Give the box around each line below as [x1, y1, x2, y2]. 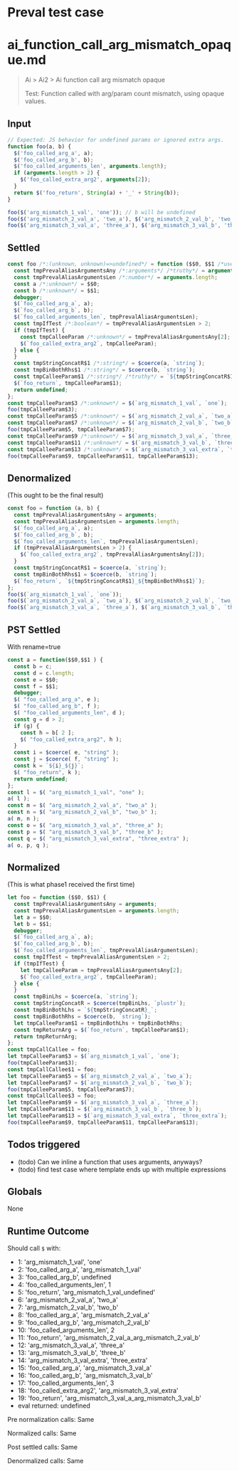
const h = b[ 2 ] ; [20, 729, 75, 737]
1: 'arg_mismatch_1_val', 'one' [17, 1258, 102, 1267]
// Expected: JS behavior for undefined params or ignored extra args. [7, 136, 224, 143]
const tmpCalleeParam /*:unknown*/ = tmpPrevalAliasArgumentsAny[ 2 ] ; [20, 333, 231, 340]
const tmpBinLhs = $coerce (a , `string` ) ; [14, 993, 139, 1001]
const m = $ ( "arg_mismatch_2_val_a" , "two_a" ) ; [7, 802, 158, 809]
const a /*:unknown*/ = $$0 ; [14, 280, 100, 288]
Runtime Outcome [7, 1225, 90, 1237]
